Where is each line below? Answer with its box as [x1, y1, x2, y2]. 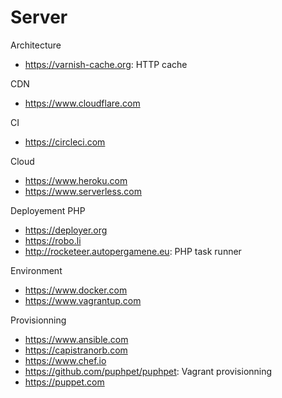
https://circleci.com [24, 136, 106, 148]
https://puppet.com [24, 376, 105, 388]
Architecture [10, 39, 62, 51]
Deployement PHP [10, 204, 86, 216]
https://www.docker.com [24, 284, 128, 296]
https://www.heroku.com [24, 174, 128, 186]
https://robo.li [24, 234, 82, 246]
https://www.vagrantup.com [24, 294, 142, 306]
